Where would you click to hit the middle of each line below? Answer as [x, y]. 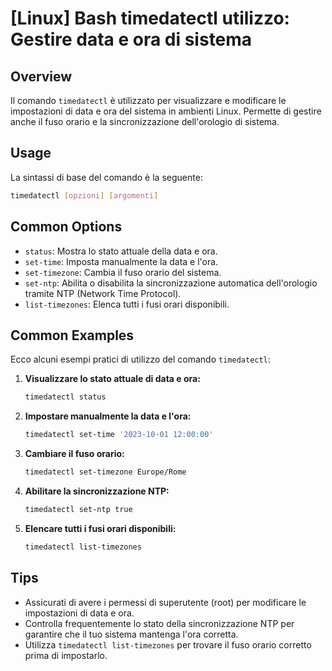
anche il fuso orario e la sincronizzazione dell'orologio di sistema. [145, 121]
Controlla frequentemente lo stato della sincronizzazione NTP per [159, 623]
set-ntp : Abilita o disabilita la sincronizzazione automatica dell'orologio [171, 283]
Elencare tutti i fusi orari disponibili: [100, 528]
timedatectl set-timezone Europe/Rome [105, 472]
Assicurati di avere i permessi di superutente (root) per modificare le [165, 602]
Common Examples [72, 335]
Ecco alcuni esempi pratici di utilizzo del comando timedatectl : [140, 359]
